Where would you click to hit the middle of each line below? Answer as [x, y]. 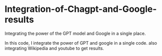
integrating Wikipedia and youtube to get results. [54, 48]
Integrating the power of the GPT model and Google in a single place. [75, 33]
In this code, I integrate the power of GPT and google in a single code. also [81, 43]
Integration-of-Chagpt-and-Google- [81, 9]
